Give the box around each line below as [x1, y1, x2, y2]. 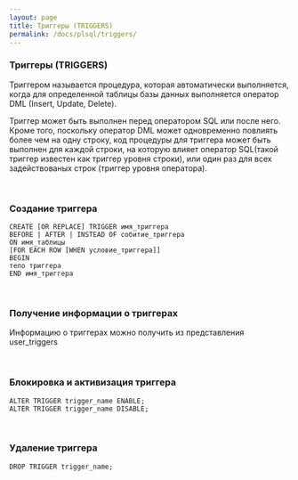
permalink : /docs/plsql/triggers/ [9, 29, 138, 38]
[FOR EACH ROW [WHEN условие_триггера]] [9, 246, 162, 255]
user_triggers [9, 337, 58, 347]
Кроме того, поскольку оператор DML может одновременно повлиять [9, 125, 278, 135]
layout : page [9, 12, 58, 22]
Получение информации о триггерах [9, 306, 179, 319]
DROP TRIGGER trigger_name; [9, 462, 114, 471]
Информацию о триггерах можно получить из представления [9, 327, 245, 338]
